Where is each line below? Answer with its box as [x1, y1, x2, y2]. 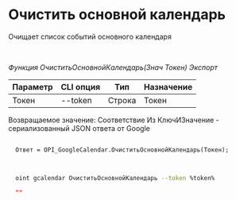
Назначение [144, 81, 193, 92]
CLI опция [60, 81, 101, 92]
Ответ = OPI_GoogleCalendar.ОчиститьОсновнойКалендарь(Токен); [15, 145, 229, 154]
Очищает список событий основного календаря [8, 32, 172, 41]
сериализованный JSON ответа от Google [8, 123, 151, 133]
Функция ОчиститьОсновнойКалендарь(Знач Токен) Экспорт [8, 62, 219, 72]
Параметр [12, 81, 53, 92]
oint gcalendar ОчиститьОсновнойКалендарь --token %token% [15, 174, 215, 182]
